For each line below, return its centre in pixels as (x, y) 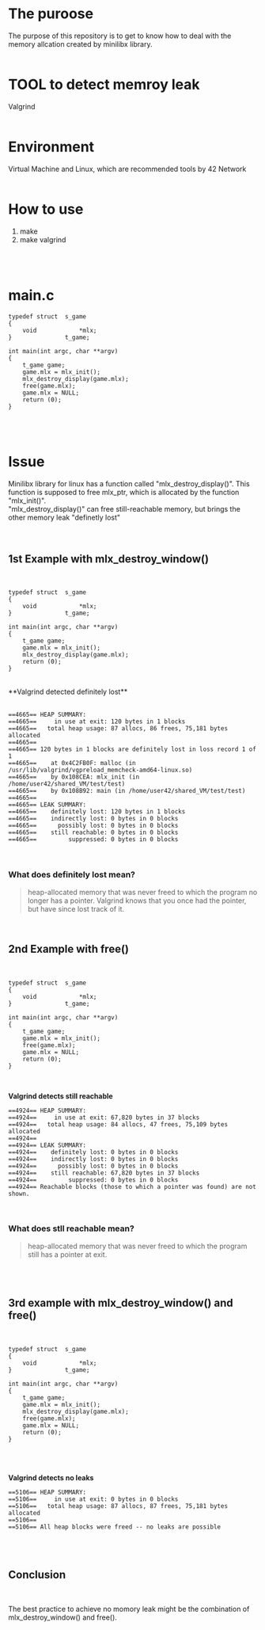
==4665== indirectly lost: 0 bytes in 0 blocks (93, 819)
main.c (31, 295)
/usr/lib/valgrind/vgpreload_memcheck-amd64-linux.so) (100, 770)
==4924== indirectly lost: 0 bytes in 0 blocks (93, 1159)
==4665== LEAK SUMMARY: (47, 805)
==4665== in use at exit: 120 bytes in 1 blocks (97, 722)
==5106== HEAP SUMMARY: (47, 1492)
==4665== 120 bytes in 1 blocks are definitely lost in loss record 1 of (132, 749)
